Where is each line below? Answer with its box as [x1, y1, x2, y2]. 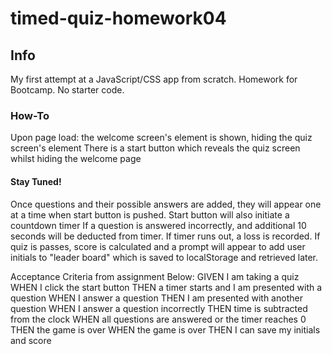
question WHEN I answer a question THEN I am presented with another [10, 292, 303, 304]
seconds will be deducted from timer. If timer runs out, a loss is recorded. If [10, 230, 321, 242]
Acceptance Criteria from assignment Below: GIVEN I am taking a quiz [10, 270, 300, 282]
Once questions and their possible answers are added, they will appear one [10, 198, 322, 210]
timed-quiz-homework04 [10, 7, 227, 30]
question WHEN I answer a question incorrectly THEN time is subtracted [10, 302, 308, 314]
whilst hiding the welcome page [10, 153, 142, 165]
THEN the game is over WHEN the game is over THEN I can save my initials [10, 323, 321, 336]
